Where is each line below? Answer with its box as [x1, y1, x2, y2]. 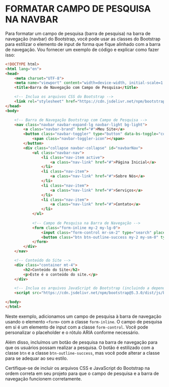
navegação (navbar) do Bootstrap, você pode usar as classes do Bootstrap [5, 36, 161, 42]
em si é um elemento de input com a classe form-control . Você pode [5, 324, 148, 330]
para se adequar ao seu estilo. [5, 355, 68, 361]
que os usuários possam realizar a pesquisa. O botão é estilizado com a [5, 344, 154, 351]
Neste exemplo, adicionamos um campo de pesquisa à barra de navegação [5, 313, 162, 319]
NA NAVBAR [5, 14, 58, 25]
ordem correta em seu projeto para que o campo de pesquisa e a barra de [5, 370, 159, 376]
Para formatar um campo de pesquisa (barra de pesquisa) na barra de [5, 30, 151, 36]
